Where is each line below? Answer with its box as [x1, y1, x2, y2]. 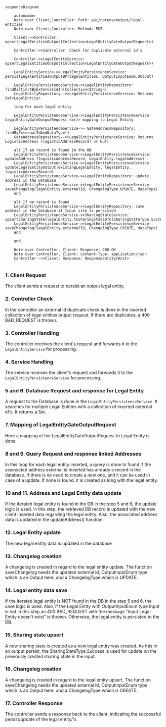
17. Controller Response [5, 700, 63, 707]
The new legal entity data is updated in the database [5, 540, 112, 546]
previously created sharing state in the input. [5, 653, 96, 659]
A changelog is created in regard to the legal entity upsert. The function [5, 676, 151, 683]
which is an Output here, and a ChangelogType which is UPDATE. [5, 574, 138, 580]
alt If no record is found [14, 200, 70, 205]
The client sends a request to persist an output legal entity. [5, 283, 125, 289]
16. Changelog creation [5, 666, 62, 673]
